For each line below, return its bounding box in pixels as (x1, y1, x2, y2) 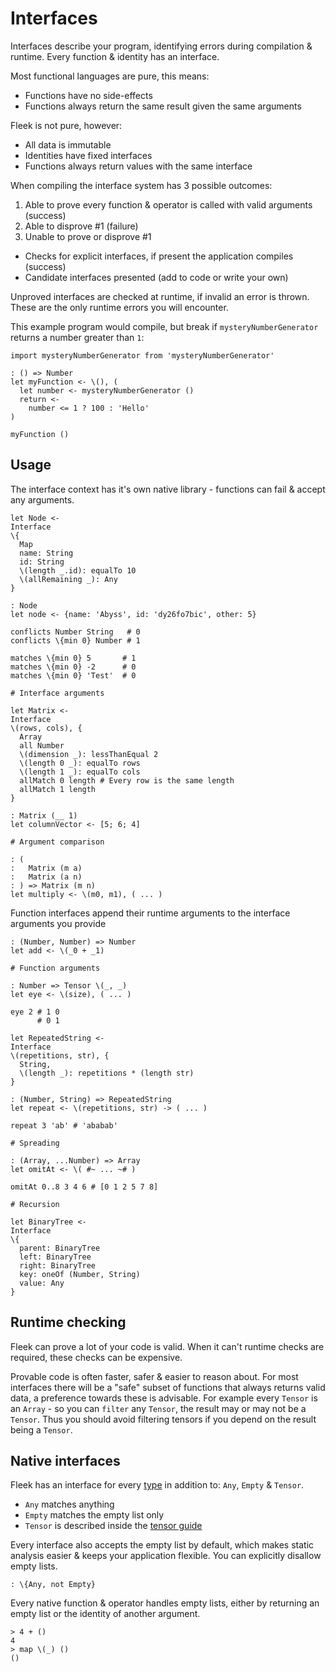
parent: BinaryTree (19, 1243, 101, 1253)
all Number (19, 740, 65, 751)
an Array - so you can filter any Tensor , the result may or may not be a (10, 1402, 307, 1414)
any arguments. (10, 493, 75, 506)
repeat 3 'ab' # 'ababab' (10, 1120, 118, 1131)
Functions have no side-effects (24, 89, 153, 101)
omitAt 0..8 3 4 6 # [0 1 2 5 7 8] (10, 1182, 159, 1192)
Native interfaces (10, 1452, 121, 1469)
